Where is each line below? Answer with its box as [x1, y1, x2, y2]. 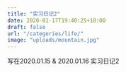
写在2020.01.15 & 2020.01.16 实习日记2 [7, 57, 120, 66]
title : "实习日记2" [7, 10, 61, 18]
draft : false [7, 23, 46, 30]
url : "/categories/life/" [7, 30, 84, 37]
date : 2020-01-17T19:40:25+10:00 [7, 17, 106, 24]
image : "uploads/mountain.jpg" [7, 37, 100, 44]
